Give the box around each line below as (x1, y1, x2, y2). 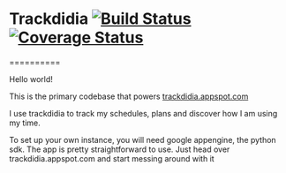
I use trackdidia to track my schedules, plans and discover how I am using (9, 108, 278, 118)
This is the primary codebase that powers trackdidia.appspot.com (9, 91, 249, 102)
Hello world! (9, 73, 53, 84)
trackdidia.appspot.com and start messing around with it (9, 153, 214, 163)
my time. (9, 117, 41, 128)
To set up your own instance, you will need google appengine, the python (9, 134, 276, 145)
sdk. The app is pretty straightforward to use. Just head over (9, 144, 230, 154)
